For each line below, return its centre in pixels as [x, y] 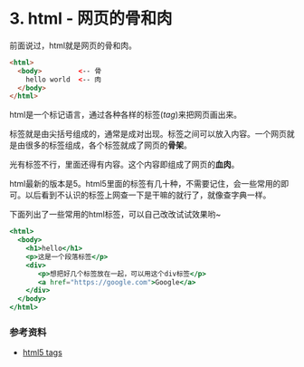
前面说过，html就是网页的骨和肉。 [73, 45]
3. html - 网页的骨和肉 [91, 19]
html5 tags [43, 353]
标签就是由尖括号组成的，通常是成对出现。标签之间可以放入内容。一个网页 [148, 134]
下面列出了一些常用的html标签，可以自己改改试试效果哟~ [115, 215]
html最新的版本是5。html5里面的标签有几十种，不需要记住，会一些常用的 [145, 184]
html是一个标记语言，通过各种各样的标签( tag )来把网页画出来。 [126, 115]
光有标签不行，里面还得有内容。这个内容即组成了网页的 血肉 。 [124, 165]
